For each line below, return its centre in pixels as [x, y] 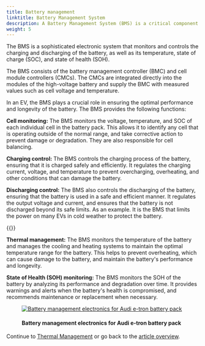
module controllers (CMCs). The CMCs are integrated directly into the [94, 78]
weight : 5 [19, 29]
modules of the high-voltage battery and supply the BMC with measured [98, 84]
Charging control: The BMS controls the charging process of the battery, [99, 159]
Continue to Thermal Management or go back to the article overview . [93, 336]
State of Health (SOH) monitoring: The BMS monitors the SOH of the [94, 278]
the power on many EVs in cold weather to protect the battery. [85, 216]
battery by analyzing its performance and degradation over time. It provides [102, 284]
